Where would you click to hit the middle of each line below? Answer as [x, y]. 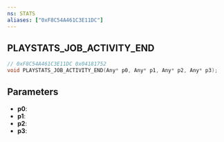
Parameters [33, 92]
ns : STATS [21, 14]
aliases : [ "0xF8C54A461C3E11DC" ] [55, 20]
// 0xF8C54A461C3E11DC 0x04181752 [57, 64]
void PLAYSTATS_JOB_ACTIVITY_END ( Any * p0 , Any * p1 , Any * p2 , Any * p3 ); [112, 71]
